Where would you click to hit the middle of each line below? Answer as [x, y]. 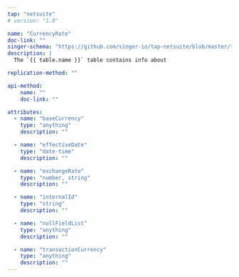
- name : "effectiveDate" [51, 145]
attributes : [25, 112]
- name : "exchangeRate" [49, 171]
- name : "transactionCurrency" [60, 250]
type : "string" [43, 204]
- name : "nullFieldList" [51, 223]
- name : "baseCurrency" [49, 119]
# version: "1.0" [33, 21]
